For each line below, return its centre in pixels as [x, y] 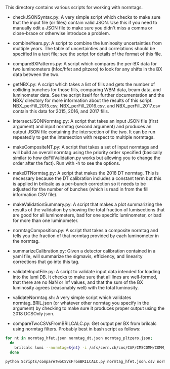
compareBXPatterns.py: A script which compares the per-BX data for [85, 64]
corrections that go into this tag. [46, 262]
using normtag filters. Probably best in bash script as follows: [76, 329]
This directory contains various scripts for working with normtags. [74, 7]
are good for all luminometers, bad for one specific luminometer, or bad [87, 215]
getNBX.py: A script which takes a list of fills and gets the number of [84, 84]
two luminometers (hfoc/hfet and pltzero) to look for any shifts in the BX [87, 69]
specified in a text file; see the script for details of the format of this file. [87, 54]
